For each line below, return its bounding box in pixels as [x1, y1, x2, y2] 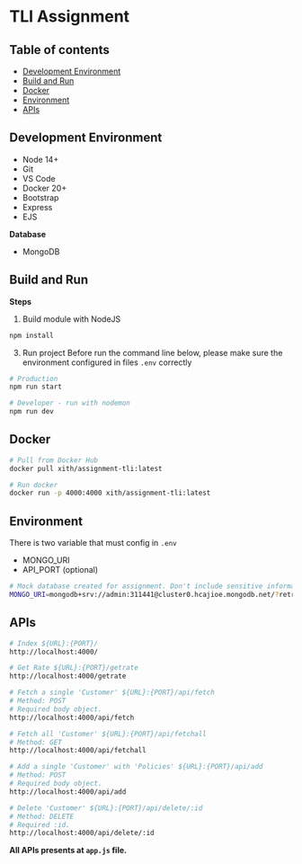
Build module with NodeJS [22, 313, 121, 325]
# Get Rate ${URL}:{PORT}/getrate [9, 664, 139, 672]
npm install [9, 331, 54, 340]
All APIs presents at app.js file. [9, 845, 128, 856]
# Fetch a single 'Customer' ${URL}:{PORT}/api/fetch [9, 688, 216, 698]
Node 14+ [22, 154, 59, 165]
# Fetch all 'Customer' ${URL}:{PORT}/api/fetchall [9, 729, 207, 738]
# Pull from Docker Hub [9, 456, 99, 465]
